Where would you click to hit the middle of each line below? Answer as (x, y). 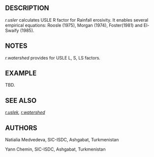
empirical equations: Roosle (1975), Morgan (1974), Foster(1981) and (74, 25)
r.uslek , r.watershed (25, 112)
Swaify (12, 30)
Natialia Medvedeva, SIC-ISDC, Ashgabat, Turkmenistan (62, 140)
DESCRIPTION (27, 8)
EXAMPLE (21, 73)
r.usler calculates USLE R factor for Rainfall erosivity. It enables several (77, 20)
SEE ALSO (21, 100)
